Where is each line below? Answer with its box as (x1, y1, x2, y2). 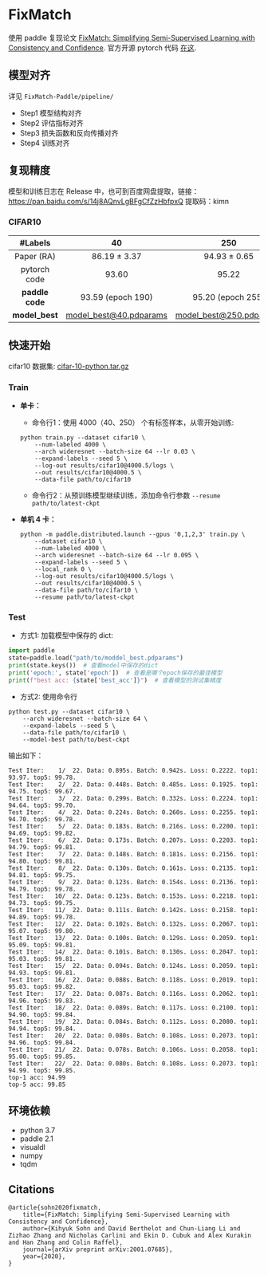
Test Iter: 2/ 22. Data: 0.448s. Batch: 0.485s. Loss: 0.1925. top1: (8, 780, 259, 789)
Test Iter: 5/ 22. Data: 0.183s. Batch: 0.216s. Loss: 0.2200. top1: (8, 822, 259, 830)
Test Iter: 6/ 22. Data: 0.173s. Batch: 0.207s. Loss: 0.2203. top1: (8, 836, 259, 844)
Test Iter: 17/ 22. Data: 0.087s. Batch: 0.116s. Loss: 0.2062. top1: (8, 990, 259, 998)
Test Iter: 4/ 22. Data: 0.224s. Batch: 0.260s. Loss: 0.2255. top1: (8, 808, 259, 817)
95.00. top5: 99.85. (8, 1053, 77, 1061)
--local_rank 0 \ (34, 565, 92, 573)
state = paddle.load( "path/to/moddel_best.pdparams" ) (8, 654, 183, 663)
